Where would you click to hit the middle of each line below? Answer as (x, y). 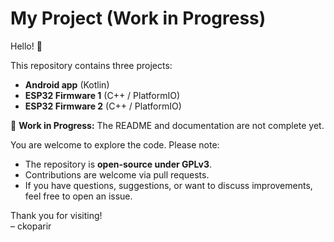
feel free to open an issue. (78, 196)
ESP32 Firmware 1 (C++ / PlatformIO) (102, 95)
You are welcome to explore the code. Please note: (115, 144)
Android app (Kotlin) (67, 84)
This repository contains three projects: (91, 65)
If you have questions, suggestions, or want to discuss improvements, (168, 185)
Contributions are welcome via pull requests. (117, 174)
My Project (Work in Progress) (138, 18)
